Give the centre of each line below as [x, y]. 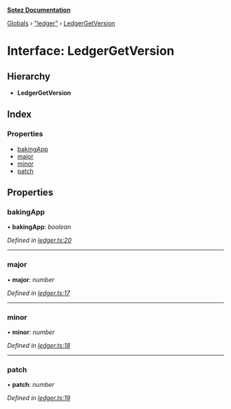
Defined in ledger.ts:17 [38, 293]
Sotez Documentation [39, 10]
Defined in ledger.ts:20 [40, 241]
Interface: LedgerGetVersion [91, 51]
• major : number [31, 279]
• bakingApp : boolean [39, 227]
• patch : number [31, 385]
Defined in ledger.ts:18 [39, 345]
